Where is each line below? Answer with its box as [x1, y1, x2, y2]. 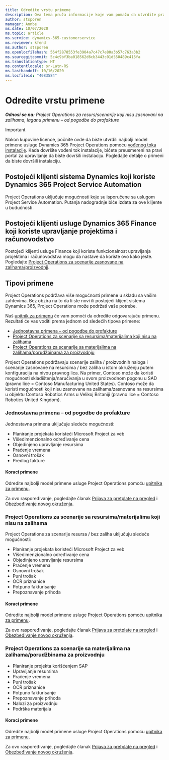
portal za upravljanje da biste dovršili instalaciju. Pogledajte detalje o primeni [5, 152, 164, 158]
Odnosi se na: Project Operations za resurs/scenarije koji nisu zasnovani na [5, 112, 163, 118]
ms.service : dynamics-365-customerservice [5, 36, 96, 41]
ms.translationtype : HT [5, 59, 55, 64]
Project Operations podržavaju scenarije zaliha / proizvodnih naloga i [5, 359, 148, 365]
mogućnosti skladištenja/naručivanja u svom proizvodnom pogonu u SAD [5, 375, 157, 382]
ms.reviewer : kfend [5, 40, 46, 45]
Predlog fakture [12, 457, 45, 463]
